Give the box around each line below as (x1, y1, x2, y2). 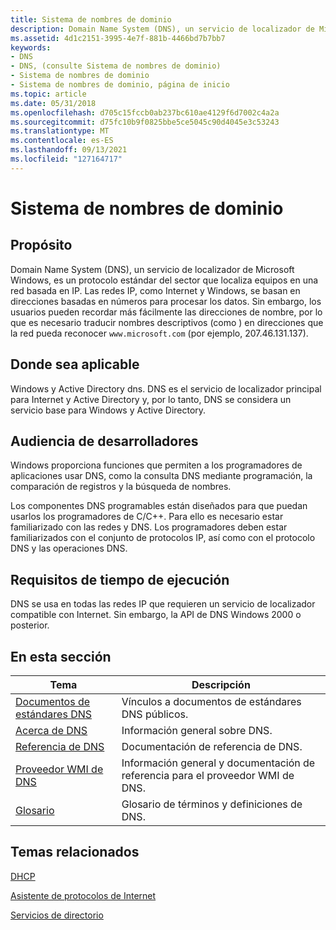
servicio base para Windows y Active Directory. (10, 404, 207, 416)
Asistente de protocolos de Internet (10, 889, 157, 901)
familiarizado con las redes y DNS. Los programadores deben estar (10, 521, 288, 533)
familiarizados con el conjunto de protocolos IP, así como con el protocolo (10, 532, 316, 544)
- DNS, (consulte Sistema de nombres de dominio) (10, 61, 222, 71)
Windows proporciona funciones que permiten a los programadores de (10, 459, 303, 471)
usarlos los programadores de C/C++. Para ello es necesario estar (10, 511, 284, 523)
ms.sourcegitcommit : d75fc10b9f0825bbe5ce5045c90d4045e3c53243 (10, 117, 280, 127)
